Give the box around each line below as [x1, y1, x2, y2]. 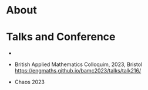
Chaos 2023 [14, 78, 45, 85]
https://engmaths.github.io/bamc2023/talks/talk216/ [14, 67, 142, 74]
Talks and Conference [6, 30, 116, 44]
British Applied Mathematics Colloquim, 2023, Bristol [14, 61, 143, 68]
